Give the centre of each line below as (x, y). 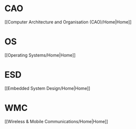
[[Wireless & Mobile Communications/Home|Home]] (56, 121)
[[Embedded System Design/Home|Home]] (47, 88)
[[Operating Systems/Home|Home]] (40, 55)
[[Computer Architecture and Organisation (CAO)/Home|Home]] (68, 22)
